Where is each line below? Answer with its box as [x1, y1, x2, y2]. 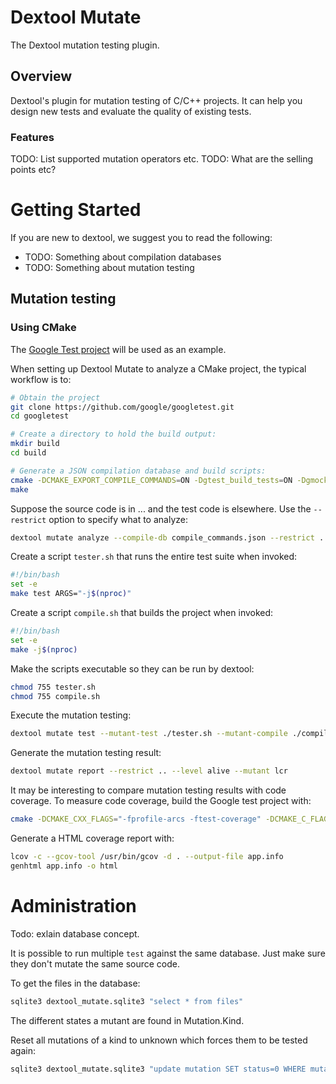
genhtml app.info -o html [10, 861, 118, 871]
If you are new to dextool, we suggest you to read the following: [10, 231, 273, 243]
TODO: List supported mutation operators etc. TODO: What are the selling [10, 153, 314, 165]
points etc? [10, 164, 57, 176]
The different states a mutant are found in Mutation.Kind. [10, 1014, 245, 1026]
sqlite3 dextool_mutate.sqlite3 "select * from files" [10, 996, 244, 1006]
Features [10, 130, 55, 144]
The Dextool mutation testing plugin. [10, 39, 160, 51]
